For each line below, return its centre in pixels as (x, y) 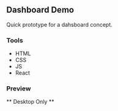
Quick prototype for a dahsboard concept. (60, 24)
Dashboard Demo (40, 10)
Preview (19, 89)
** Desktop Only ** (30, 102)
